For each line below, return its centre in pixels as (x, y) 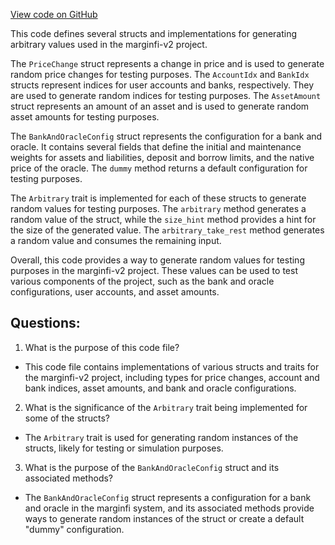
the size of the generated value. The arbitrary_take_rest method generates (167, 230)
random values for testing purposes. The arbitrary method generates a (158, 208)
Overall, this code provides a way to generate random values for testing (157, 260)
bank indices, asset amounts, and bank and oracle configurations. (160, 388)
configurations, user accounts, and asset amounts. (115, 292)
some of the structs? (67, 418)
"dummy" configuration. (74, 529)
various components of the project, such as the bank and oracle (142, 281)
